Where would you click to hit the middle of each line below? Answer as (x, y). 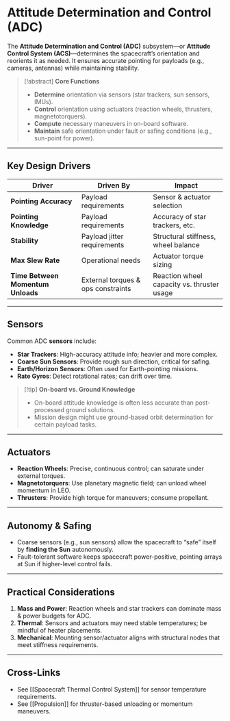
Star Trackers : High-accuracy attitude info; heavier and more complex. (117, 354)
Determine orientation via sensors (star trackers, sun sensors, (122, 94)
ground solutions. (90, 409)
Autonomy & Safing (50, 526)
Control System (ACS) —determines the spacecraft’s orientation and (103, 53)
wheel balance (176, 244)
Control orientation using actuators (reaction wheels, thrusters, (123, 109)
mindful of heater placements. (60, 630)
